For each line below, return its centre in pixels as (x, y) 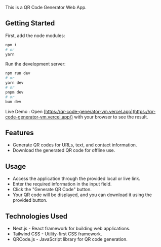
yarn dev (14, 83)
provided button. (30, 200)
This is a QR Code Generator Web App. (46, 7)
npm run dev (18, 73)
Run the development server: (35, 64)
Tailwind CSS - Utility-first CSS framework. (57, 234)
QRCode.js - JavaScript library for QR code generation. (70, 239)
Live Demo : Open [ (25, 111)
